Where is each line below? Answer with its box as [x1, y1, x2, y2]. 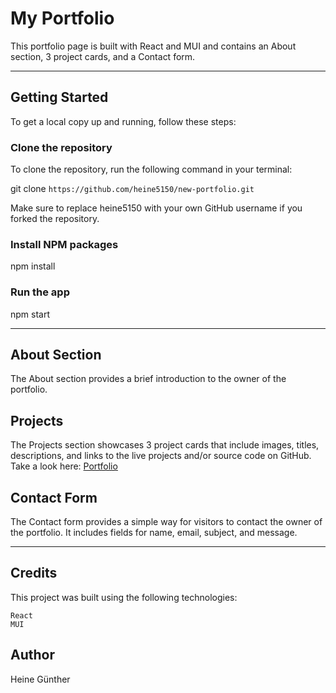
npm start [10, 308, 51, 320]
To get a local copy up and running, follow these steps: [10, 115, 237, 127]
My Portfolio [10, 7, 115, 30]
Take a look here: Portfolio [10, 460, 118, 472]
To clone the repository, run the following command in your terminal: [10, 163, 293, 176]
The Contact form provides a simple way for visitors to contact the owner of [10, 516, 323, 528]
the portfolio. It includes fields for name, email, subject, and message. [10, 527, 298, 539]
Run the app [10, 285, 70, 299]
